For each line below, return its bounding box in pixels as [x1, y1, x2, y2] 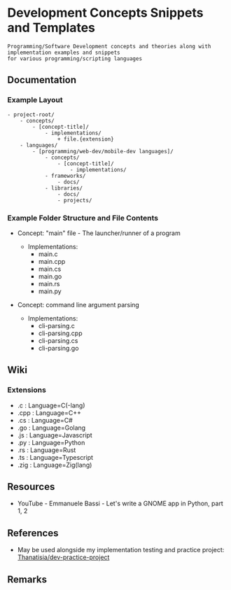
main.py [38, 287, 62, 295]
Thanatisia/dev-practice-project [17, 553, 110, 561]
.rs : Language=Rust [17, 446, 76, 454]
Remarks [7, 573, 48, 585]
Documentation [7, 74, 77, 86]
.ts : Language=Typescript [17, 453, 93, 461]
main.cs [38, 265, 62, 273]
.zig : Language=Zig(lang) [17, 461, 92, 469]
